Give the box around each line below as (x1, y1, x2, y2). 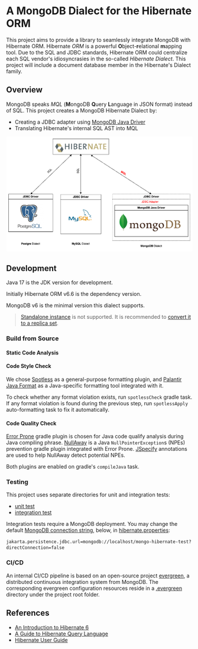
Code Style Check (6, 363, 51, 370)
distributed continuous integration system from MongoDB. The (6, 578, 158, 585)
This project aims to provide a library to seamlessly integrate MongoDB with (6, 36, 191, 43)
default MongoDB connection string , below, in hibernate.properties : (6, 527, 170, 534)
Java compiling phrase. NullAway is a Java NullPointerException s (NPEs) (6, 439, 185, 446)
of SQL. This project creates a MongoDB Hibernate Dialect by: (6, 106, 157, 114)
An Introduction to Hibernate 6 (14, 624, 89, 631)
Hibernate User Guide (14, 636, 68, 643)
